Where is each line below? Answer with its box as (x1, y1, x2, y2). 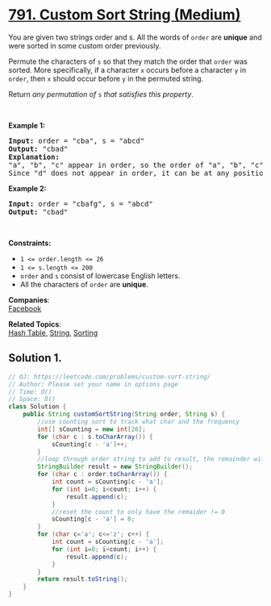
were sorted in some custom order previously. (8, 40, 161, 50)
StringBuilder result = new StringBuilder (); (37, 462, 194, 471)
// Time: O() (8, 387, 52, 396)
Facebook (8, 303, 42, 313)
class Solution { (8, 403, 67, 411)
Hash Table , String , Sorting (8, 328, 98, 337)
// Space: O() (8, 395, 56, 403)
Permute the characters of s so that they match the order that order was (8, 56, 248, 66)
